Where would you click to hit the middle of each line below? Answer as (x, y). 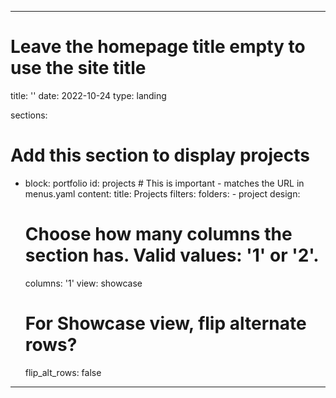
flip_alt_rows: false (63, 372)
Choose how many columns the (158, 234)
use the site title (78, 68)
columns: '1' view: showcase (83, 283)
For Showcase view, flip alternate (165, 323)
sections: (29, 115)
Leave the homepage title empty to (158, 47)
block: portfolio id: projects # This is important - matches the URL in (164, 183)
